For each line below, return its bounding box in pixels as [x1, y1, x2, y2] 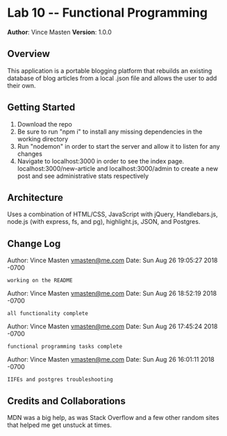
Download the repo [17, 120, 73, 128]
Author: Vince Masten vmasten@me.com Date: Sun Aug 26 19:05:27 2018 [7, 256, 218, 265]
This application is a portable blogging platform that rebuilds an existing [7, 66, 212, 74]
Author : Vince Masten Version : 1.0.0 [7, 28, 112, 36]
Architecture [7, 191, 64, 203]
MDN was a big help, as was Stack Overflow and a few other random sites [7, 414, 220, 421]
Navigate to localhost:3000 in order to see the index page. [17, 156, 185, 165]
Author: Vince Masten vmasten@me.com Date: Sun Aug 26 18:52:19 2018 [7, 289, 217, 298]
